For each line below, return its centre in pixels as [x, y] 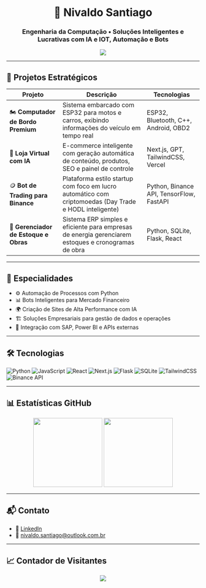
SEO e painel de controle [98, 169]
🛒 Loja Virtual [30, 153]
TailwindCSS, [166, 157]
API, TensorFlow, [171, 194]
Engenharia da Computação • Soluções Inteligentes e [103, 32]
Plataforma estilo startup [98, 179]
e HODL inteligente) [91, 209]
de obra [74, 250]
